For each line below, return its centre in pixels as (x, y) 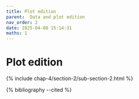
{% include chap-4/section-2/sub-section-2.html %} (70, 78)
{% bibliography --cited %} (39, 90)
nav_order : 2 (22, 22)
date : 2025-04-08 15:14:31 (39, 28)
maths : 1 (17, 33)
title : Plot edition (31, 11)
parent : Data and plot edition (45, 17)
